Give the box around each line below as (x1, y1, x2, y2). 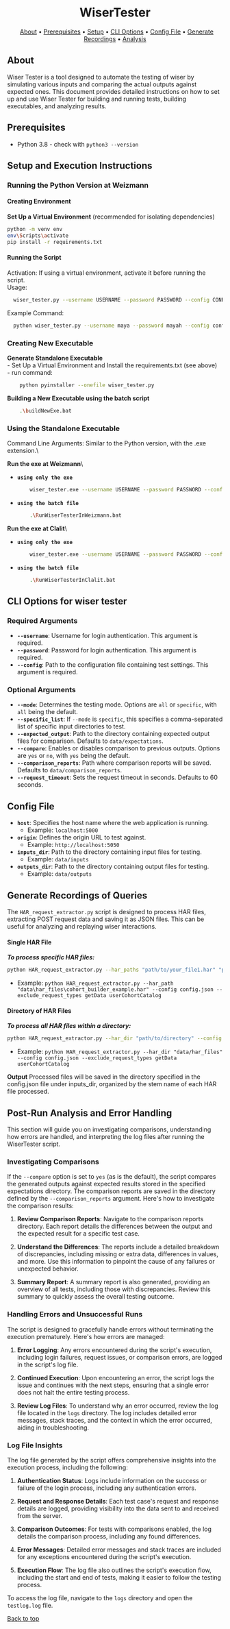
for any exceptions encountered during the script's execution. (16, 1552, 192, 1560)
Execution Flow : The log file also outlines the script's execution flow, (16, 1566, 212, 1574)
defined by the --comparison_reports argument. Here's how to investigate (7, 1195, 215, 1203)
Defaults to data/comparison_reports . (16, 766, 123, 774)
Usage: (7, 283, 27, 291)
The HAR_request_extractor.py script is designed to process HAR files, (7, 908, 207, 916)
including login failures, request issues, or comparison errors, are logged (16, 1353, 222, 1361)
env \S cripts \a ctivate (7, 232, 69, 239)
